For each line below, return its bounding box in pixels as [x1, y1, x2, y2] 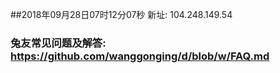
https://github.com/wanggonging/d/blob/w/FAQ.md [10, 49, 270, 63]
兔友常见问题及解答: [10, 36, 107, 50]
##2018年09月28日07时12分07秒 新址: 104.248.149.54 [10, 9, 233, 20]
